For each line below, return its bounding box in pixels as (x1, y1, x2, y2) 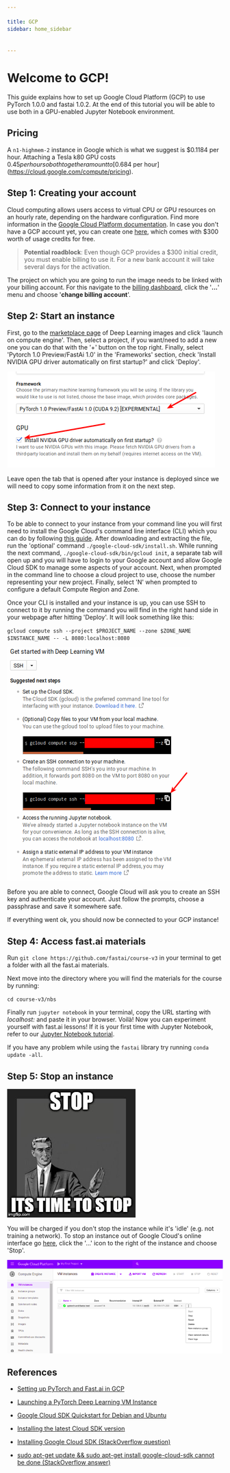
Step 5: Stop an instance (7, 1070, 114, 1082)
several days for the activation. (23, 263, 112, 271)
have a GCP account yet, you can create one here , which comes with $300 (7, 227, 219, 236)
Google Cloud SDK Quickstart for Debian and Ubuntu (16, 1411, 167, 1420)
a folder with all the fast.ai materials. (7, 961, 110, 969)
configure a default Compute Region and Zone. (7, 585, 140, 594)
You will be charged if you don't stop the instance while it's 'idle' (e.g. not (7, 1224, 214, 1232)
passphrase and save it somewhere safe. (7, 902, 123, 911)
